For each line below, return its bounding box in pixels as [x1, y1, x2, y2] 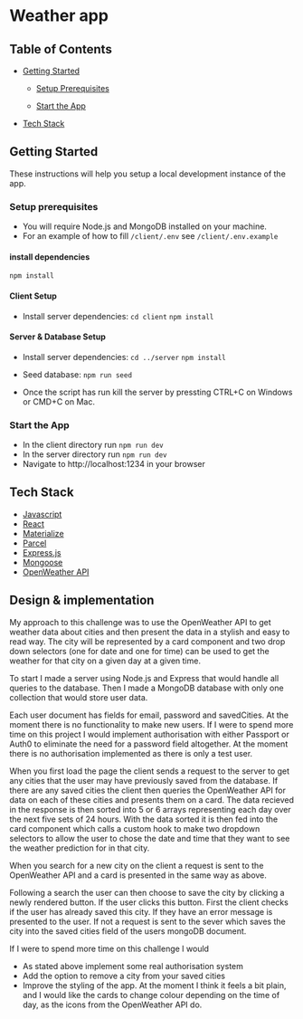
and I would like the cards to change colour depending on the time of [22, 989, 280, 1000]
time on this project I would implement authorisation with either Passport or [9, 729, 289, 739]
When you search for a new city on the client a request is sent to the [9, 860, 264, 871]
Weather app [9, 5, 109, 26]
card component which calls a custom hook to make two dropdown [9, 823, 260, 833]
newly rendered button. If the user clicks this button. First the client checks [9, 897, 289, 908]
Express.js [22, 547, 62, 557]
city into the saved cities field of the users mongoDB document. [9, 925, 247, 937]
